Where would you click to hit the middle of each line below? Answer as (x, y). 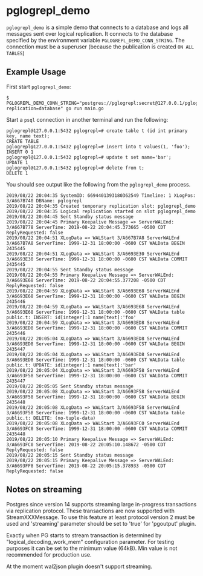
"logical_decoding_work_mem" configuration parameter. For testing (90, 541)
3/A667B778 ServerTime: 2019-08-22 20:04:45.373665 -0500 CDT (86, 227)
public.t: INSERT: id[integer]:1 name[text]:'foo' (71, 317)
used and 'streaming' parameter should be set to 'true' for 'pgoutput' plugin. (101, 523)
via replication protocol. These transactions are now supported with (91, 511)
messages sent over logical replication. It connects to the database (90, 33)
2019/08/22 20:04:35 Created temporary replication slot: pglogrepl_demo (101, 206)
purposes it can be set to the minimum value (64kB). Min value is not (92, 548)
